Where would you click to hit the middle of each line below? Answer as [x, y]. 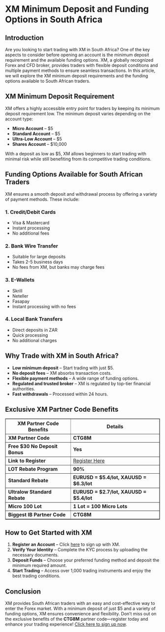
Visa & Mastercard [31, 222]
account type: [19, 119]
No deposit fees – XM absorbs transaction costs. [62, 373]
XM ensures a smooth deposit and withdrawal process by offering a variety [81, 194]
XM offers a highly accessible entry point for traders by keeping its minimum [82, 108]
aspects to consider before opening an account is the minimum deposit [77, 55]
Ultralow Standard [30, 492]
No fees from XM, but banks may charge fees [58, 267]
